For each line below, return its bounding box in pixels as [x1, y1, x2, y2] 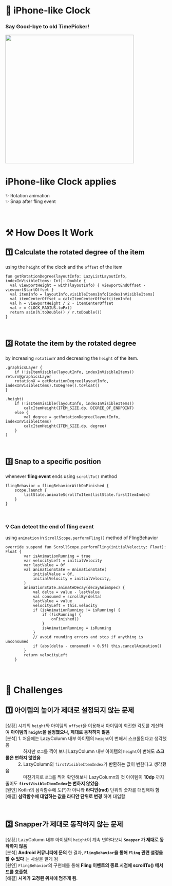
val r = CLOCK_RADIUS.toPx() [10, 305, 72, 310]
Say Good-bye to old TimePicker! [5, 23, 90, 30]
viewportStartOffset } [5, 287, 54, 292]
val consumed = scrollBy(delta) [32, 594, 102, 599]
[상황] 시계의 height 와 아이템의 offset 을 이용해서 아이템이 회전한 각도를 [5, 723, 150, 729]
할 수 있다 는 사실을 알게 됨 [5, 856, 59, 862]
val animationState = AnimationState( [24, 567, 107, 573]
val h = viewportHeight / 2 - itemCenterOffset [10, 301, 114, 306]
